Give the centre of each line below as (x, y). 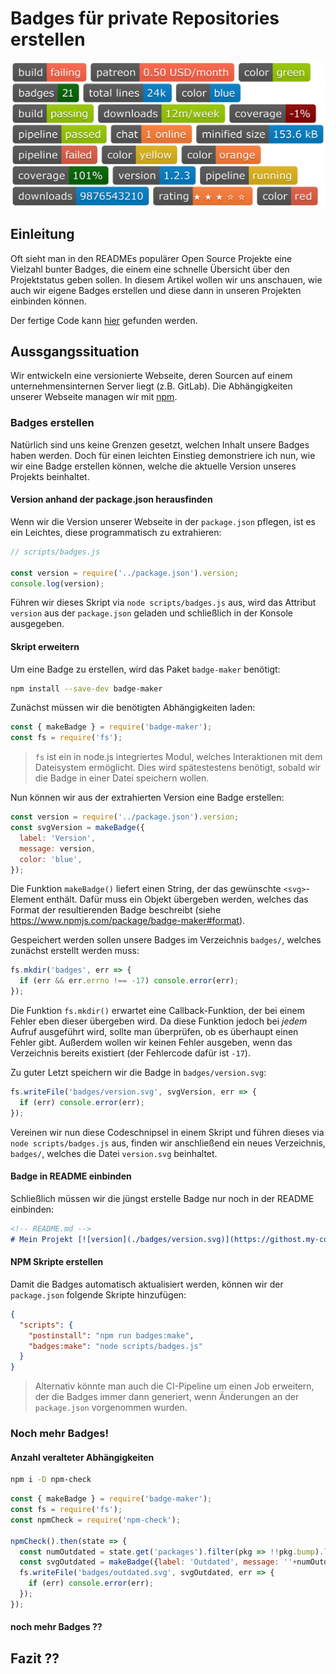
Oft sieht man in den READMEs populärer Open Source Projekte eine (151, 258)
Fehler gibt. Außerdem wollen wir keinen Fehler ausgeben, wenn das (151, 1043)
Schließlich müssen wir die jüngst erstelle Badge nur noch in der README (162, 1198)
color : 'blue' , (51, 859)
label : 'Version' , (58, 838)
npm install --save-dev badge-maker (86, 688)
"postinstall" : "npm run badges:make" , (111, 1335)
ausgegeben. (37, 624)
